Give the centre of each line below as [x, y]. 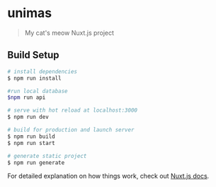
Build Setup [33, 55]
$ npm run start [31, 143]
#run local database [38, 91]
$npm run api [27, 97]
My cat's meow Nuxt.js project [69, 33]
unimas [29, 13]
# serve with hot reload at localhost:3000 [73, 111]
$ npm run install [34, 78]
